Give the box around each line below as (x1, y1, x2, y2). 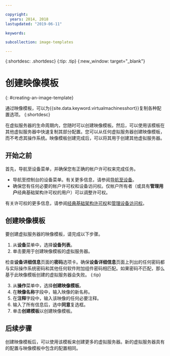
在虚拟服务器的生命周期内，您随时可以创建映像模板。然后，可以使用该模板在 (5, 123, 165, 129)
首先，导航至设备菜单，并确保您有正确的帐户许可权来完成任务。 (5, 166, 138, 172)
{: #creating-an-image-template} (5, 95, 74, 101)
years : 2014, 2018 (10, 16, 49, 22)
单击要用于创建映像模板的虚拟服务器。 (12, 248, 93, 254)
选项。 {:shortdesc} (9, 111, 51, 117)
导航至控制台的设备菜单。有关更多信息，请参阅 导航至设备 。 (12, 176, 137, 183)
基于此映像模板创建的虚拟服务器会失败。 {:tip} (5, 272, 101, 278)
